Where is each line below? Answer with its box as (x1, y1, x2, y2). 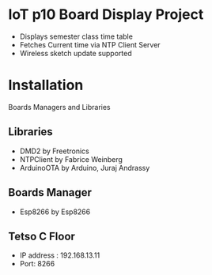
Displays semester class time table (19, 32, 133, 41)
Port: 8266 (19, 259, 55, 269)
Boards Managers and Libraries (8, 102, 111, 111)
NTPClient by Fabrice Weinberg (19, 154, 123, 164)
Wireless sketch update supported (19, 48, 132, 58)
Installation (8, 77, 84, 94)
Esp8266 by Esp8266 (19, 207, 91, 217)
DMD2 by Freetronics (19, 146, 89, 156)
